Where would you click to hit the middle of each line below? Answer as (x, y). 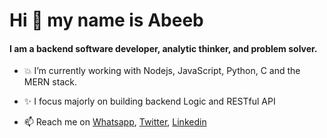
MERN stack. (50, 82)
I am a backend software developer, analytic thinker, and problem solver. (163, 48)
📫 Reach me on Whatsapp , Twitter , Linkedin (115, 122)
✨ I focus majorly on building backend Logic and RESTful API (149, 101)
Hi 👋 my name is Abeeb (106, 20)
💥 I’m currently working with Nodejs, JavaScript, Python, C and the (162, 71)
